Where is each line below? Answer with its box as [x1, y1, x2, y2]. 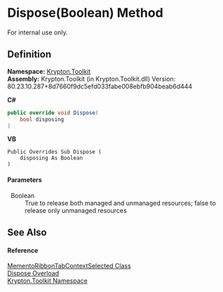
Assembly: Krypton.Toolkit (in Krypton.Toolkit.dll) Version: [7, 74, 176, 83]
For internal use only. [7, 28, 68, 36]
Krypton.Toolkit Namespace [7, 277, 88, 285]
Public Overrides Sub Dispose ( [7, 149, 102, 156]
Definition [7, 48, 51, 60]
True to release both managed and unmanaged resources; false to [25, 199, 216, 207]
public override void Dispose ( [7, 109, 99, 117]
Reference [7, 246, 39, 254]
